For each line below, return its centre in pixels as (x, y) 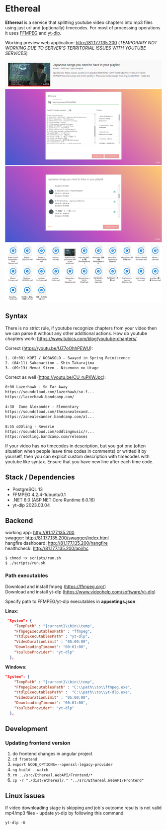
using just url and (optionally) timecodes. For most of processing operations (83, 27)
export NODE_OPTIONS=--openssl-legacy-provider (62, 765)
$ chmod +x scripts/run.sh (33, 558)
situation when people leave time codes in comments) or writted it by (76, 451)
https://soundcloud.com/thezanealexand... (50, 412)
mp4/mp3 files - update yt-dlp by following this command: (65, 813)
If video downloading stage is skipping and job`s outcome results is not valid (83, 808)
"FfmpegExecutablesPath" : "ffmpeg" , (53, 631)
